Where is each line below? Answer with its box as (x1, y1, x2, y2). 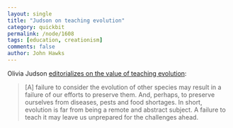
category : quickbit (7, 23, 65, 30)
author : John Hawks (7, 50, 65, 57)
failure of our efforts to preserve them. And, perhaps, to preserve (24, 90, 215, 99)
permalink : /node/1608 (7, 30, 74, 37)
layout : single (7, 10, 52, 18)
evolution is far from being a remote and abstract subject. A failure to (24, 105, 227, 114)
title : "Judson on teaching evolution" (7, 17, 125, 24)
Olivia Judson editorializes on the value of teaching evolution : (7, 69, 187, 78)
